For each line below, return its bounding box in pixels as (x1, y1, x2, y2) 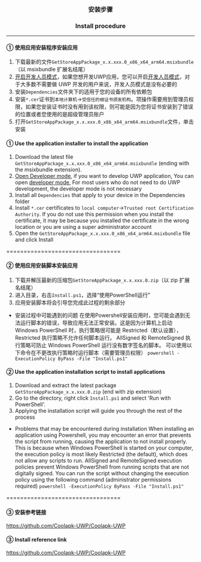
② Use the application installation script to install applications (6, 368, 166, 376)
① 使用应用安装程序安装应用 (6, 44, 78, 51)
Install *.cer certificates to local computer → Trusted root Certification (14, 204, 194, 211)
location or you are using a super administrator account (14, 223, 152, 230)
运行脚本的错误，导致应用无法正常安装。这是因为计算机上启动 (20, 319, 172, 326)
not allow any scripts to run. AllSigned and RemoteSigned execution (14, 457, 182, 464)
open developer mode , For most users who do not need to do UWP (14, 179, 181, 186)
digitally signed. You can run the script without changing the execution (14, 470, 189, 477)
